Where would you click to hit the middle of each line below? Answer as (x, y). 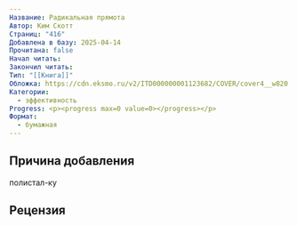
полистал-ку (33, 182)
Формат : (24, 117)
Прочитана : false (41, 51)
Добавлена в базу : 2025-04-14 (65, 42)
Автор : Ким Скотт (41, 26)
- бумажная (37, 125)
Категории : (29, 92)
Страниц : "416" (37, 34)
